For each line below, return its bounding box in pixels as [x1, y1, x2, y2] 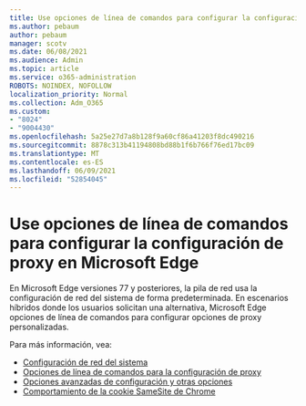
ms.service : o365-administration [9, 73, 137, 82]
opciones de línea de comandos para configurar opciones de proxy [9, 312, 262, 323]
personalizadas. [9, 321, 70, 333]
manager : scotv [9, 38, 67, 48]
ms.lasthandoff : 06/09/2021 [9, 166, 117, 175]
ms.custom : [9, 107, 51, 116]
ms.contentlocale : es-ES [9, 157, 104, 167]
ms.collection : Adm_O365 [9, 98, 104, 108]
